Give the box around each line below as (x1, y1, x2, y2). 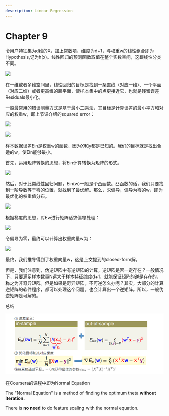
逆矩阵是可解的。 (5, 292, 41, 298)
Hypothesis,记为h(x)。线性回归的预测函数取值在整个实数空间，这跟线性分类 (5, 54, 162, 60)
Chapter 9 (5, 30, 48, 42)
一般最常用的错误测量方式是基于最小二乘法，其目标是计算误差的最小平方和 (5, 105, 159, 111)
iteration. (5, 395, 25, 401)
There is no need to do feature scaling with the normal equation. (5, 405, 139, 411)
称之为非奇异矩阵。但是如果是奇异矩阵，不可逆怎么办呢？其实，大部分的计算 (5, 280, 164, 286)
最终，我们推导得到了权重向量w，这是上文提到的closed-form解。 (5, 256, 140, 262)
